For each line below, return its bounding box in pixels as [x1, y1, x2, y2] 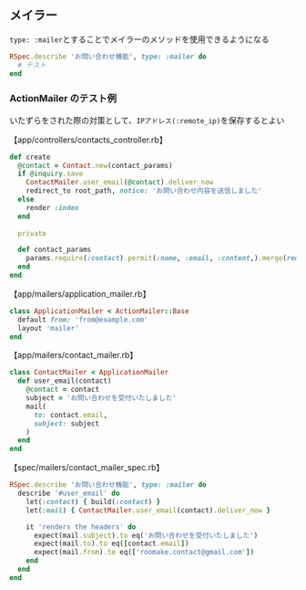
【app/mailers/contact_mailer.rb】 [9, 350, 138, 361]
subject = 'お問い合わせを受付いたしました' [25, 394, 177, 403]
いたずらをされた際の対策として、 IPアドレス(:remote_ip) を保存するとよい [9, 114, 285, 125]
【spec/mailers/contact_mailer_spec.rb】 [9, 462, 165, 473]
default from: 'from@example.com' [17, 315, 148, 324]
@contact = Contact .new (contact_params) [17, 161, 173, 170]
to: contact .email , [33, 410, 107, 419]
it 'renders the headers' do [25, 522, 137, 532]
